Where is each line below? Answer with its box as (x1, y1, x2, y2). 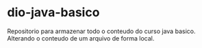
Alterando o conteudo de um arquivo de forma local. (7, 34, 155, 42)
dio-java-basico (7, 5, 100, 20)
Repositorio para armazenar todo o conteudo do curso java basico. (7, 27, 196, 35)
